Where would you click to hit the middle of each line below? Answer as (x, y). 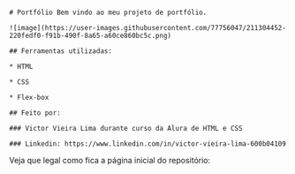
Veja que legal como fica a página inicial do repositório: (110, 160)
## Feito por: (35, 113)
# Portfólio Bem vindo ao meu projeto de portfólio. (108, 12)
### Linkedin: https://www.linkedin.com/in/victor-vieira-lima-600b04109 (148, 144)
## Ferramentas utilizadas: (61, 51)
